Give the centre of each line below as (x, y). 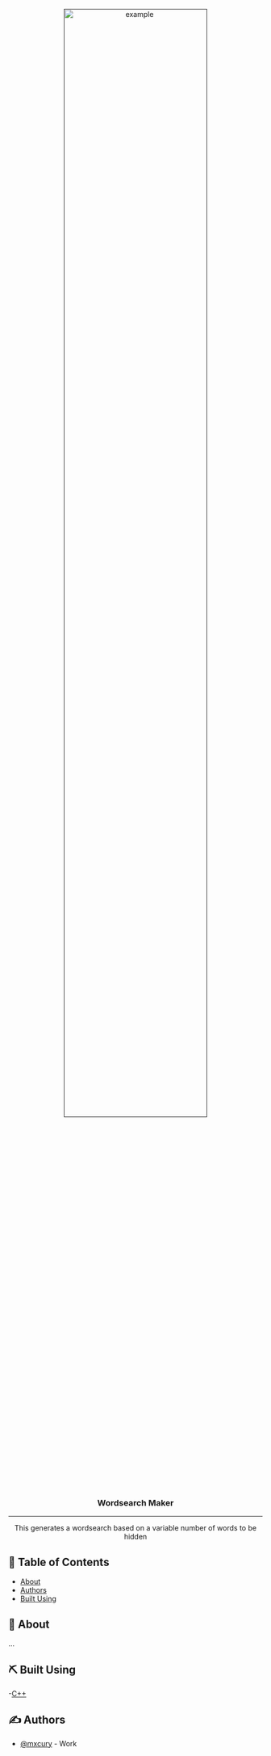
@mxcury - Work (48, 1743)
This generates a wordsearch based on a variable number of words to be (135, 1528)
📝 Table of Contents (59, 1562)
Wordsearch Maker (135, 1502)
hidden (135, 1537)
